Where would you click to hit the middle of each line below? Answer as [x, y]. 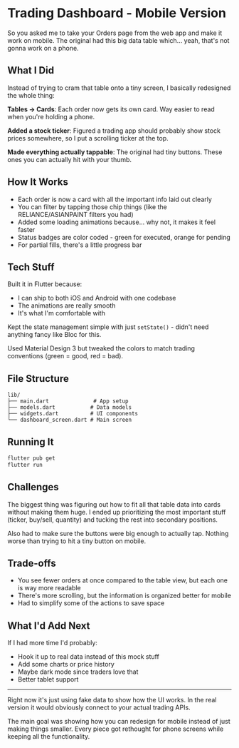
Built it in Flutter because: [45, 284]
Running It [31, 441]
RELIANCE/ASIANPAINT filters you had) [75, 214]
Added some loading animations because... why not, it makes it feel [117, 222]
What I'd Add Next [49, 626]
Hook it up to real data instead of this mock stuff [89, 657]
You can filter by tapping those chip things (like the [92, 207]
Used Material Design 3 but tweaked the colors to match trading [101, 348]
